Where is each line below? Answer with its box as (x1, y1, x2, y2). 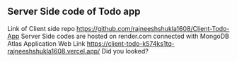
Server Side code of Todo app (7, 6, 141, 18)
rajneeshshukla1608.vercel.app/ (7, 46, 100, 55)
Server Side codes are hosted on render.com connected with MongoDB (21, 32, 230, 40)
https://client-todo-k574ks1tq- (86, 39, 175, 48)
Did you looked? (101, 46, 149, 55)
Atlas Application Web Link (7, 39, 86, 48)
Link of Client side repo (7, 24, 76, 32)
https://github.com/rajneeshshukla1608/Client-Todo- (76, 24, 230, 32)
